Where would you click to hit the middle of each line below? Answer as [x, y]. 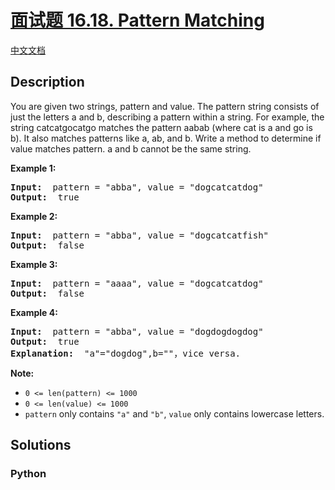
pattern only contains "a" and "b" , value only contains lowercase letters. [174, 413]
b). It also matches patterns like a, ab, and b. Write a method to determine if [166, 138]
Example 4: [34, 312]
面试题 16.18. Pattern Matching [137, 20]
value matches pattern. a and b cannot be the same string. [131, 148]
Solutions [41, 445]
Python [28, 474]
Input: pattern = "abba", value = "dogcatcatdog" [137, 187]
